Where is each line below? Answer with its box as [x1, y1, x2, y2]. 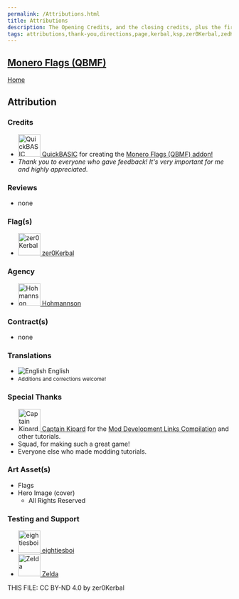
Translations [7, 350, 52, 360]
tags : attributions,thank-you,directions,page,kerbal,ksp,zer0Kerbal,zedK [7, 30, 234, 38]
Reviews [7, 182, 38, 192]
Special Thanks [7, 392, 63, 402]
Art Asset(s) [7, 464, 51, 474]
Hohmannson [41, 298, 82, 307]
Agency [7, 266, 36, 276]
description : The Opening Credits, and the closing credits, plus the [7, 24, 221, 31]
